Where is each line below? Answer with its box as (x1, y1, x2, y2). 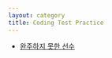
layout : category (8, 11, 65, 20)
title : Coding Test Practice (8, 19, 104, 27)
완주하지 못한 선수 (19, 41, 75, 51)
